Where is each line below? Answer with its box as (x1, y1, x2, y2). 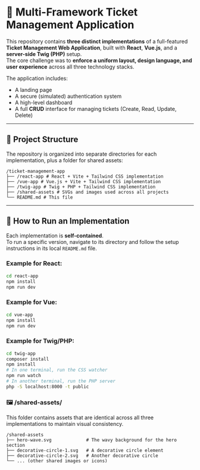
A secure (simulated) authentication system (14, 92, 122, 100)
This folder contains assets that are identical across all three (6, 414, 154, 421)
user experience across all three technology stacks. (6, 63, 135, 70)
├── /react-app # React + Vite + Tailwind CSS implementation (6, 173, 164, 180)
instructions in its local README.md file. (6, 245, 97, 252)
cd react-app (6, 273, 39, 279)
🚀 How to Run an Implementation (6, 216, 130, 226)
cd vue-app (6, 311, 33, 318)
